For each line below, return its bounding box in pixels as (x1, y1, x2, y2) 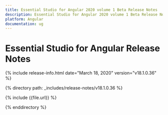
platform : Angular (5, 16, 43, 21)
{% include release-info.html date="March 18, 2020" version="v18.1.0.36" (5, 70, 156, 76)
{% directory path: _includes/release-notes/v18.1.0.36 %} (5, 85, 123, 91)
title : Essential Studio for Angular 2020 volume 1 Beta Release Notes (5, 7, 157, 12)
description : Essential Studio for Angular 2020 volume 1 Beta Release (5, 12, 157, 17)
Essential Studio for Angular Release (5, 43, 160, 54)
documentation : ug (5, 21, 43, 26)
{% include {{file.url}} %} (5, 94, 57, 100)
